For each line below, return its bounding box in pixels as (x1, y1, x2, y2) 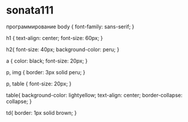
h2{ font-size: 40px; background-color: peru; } (6, 45, 120, 53)
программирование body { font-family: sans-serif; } (6, 23, 134, 30)
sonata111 (6, 4, 54, 17)
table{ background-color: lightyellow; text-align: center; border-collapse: (6, 91, 183, 98)
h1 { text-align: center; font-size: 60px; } (6, 34, 103, 41)
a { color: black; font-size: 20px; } (6, 57, 88, 64)
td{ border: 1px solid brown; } (6, 109, 77, 116)
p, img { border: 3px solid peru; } (6, 68, 85, 75)
